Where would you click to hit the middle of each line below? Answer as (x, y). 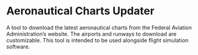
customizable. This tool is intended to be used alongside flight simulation (97, 40)
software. (18, 47)
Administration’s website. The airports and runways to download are (91, 33)
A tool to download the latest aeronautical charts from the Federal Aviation (99, 27)
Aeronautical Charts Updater (80, 11)
